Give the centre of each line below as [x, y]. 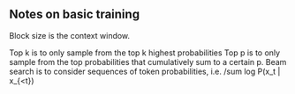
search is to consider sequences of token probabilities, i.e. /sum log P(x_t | [145, 71]
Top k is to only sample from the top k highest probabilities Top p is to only [145, 53]
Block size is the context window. [70, 35]
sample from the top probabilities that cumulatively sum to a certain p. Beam [148, 61]
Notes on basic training [74, 14]
